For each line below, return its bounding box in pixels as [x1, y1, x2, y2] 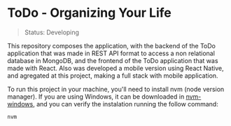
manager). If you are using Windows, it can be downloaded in [7, 92, 185, 101]
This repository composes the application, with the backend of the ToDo [7, 41, 216, 50]
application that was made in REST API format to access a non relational [7, 49, 216, 57]
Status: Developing [24, 28, 79, 36]
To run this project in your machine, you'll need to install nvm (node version [7, 85, 225, 93]
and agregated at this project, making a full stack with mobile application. [7, 71, 218, 80]
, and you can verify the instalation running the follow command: [32, 99, 218, 108]
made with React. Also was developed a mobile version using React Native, [7, 64, 224, 72]
